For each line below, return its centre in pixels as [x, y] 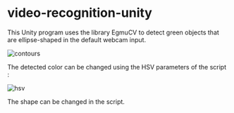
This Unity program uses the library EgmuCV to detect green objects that [113, 32]
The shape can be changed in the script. [66, 101]
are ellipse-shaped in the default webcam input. [77, 39]
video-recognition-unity [80, 13]
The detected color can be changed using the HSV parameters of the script [117, 67]
